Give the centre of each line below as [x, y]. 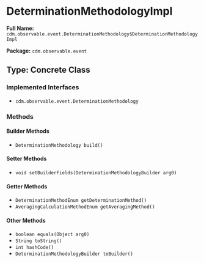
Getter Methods [27, 186]
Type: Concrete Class [48, 70]
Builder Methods [28, 131]
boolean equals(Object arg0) [52, 235]
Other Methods [26, 220]
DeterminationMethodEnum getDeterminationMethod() [81, 201]
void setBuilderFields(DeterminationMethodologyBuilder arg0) [96, 172]
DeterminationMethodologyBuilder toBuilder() [74, 254]
